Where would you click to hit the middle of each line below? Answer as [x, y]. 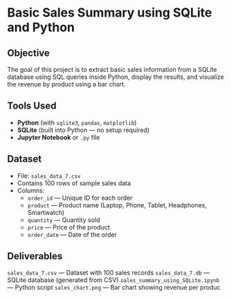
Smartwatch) [46, 212]
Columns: [31, 190]
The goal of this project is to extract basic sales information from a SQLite [112, 69]
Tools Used [32, 106]
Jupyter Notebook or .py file [58, 137]
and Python [41, 27]
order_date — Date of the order [72, 234]
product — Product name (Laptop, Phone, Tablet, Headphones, [117, 205]
